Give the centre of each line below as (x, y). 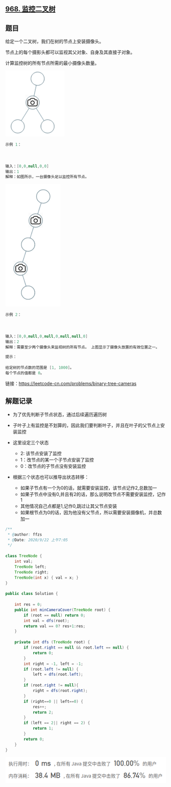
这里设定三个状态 (31, 442)
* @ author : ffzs (25, 534)
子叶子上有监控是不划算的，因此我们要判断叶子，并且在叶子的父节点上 (87, 425)
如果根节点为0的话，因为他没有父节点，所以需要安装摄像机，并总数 (91, 512)
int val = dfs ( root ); (47, 621)
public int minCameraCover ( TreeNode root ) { (63, 610)
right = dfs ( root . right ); (60, 691)
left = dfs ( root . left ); (58, 675)
